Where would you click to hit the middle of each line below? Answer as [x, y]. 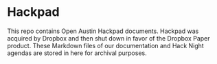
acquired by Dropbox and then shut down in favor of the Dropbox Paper [109, 38]
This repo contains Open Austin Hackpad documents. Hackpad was [103, 31]
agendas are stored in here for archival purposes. [77, 53]
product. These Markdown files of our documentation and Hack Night [105, 45]
